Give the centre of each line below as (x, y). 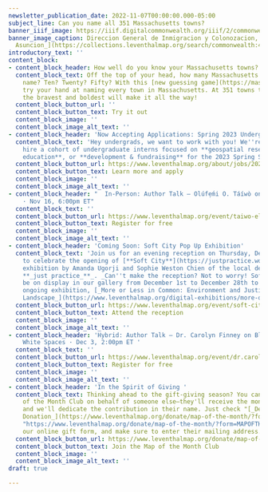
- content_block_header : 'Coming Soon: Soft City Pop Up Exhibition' (126, 246)
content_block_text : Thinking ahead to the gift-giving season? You (132, 395)
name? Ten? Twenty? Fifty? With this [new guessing (110, 82)
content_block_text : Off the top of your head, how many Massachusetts (137, 75)
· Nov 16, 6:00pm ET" (58, 201)
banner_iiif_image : (41, 30)
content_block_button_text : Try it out (82, 113)
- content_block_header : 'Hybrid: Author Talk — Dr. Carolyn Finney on (130, 335)
